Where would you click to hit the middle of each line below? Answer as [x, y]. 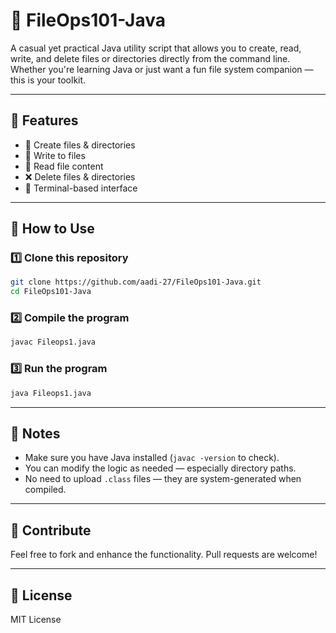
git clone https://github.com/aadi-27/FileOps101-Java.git [136, 282]
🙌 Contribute [51, 530]
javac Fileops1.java [53, 342]
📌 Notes [35, 433]
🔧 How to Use [52, 229]
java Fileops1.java [51, 393]
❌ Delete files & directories [80, 176]
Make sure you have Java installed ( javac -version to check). [152, 458]
